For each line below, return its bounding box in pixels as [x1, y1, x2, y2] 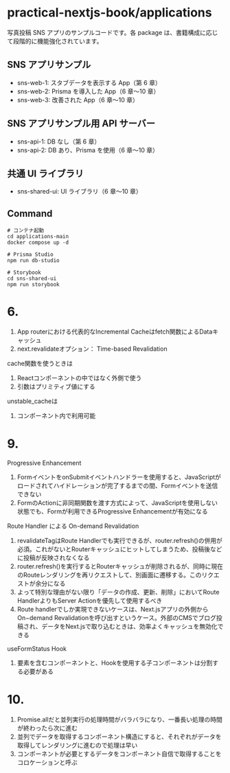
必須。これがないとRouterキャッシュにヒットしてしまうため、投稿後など [16, 545, 222, 553]
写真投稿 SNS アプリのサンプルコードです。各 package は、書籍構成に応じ [7, 28, 218, 36]
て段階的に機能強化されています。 [7, 36, 103, 45]
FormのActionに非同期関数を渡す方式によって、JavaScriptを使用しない [16, 499, 218, 507]
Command [7, 207, 53, 219]
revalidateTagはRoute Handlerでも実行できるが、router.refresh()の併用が [16, 537, 223, 545]
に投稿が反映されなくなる [16, 554, 90, 562]
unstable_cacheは [7, 397, 58, 406]
